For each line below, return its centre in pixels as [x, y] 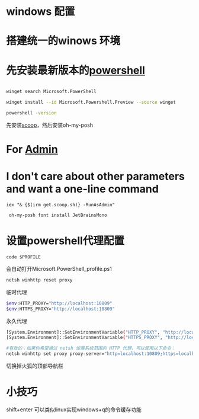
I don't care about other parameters [96, 176]
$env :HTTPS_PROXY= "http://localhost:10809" [61, 309]
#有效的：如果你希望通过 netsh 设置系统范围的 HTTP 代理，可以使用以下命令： [91, 348]
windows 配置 [41, 12]
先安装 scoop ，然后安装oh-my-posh [50, 125]
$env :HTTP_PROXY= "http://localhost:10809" [59, 303]
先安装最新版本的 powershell [76, 70]
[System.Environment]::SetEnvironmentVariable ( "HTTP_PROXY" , [83, 332]
